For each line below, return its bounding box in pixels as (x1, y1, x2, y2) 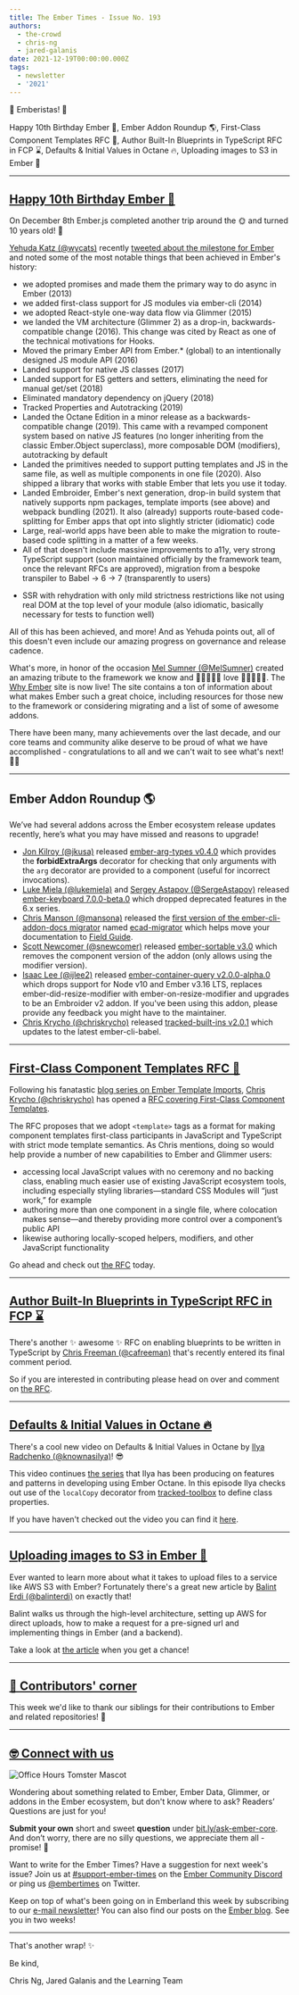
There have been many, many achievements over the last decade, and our (9, 727, 281, 738)
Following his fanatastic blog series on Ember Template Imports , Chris (9, 1085, 266, 1095)
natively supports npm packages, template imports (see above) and (21, 497, 271, 508)
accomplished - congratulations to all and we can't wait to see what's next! (9, 746, 285, 757)
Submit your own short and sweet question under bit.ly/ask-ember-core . (9, 1823, 279, 1834)
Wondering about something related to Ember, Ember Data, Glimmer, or (9, 1787, 271, 1798)
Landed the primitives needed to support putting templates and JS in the (21, 459, 288, 470)
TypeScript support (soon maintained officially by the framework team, (21, 554, 282, 565)
